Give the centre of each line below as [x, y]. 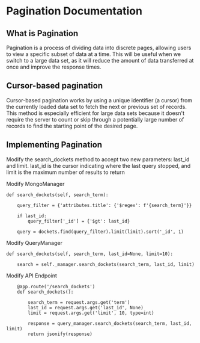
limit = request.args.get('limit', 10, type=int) [91, 313]
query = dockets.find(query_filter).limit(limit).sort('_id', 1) [101, 232]
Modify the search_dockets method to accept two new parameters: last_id [98, 159]
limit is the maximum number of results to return [65, 172]
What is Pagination [42, 33]
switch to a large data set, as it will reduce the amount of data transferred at [100, 60]
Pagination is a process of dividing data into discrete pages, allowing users [99, 48]
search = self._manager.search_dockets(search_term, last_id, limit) [106, 264]
